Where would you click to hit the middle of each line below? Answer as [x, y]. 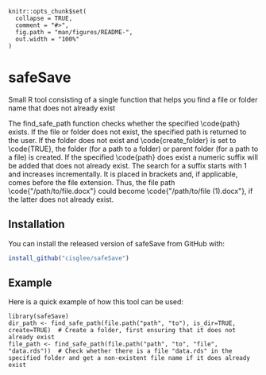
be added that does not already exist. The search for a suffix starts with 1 [128, 165]
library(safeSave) [39, 317]
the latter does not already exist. [61, 199]
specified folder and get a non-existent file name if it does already [129, 358]
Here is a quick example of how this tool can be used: [96, 302]
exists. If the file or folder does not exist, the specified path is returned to [127, 132]
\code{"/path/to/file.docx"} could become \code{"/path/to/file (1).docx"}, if [131, 191]
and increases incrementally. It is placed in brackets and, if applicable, [123, 174]
